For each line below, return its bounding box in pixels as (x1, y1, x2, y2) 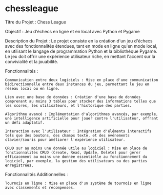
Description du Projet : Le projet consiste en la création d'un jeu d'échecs (5, 38, 153, 44)
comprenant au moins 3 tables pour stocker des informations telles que (5, 98, 156, 104)
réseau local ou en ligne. (5, 86, 60, 91)
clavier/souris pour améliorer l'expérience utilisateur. (5, 137, 125, 142)
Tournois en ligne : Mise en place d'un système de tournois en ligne (5, 181, 152, 186)
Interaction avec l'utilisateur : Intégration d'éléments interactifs (5, 129, 152, 134)
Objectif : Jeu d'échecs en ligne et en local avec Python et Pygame (5, 28, 140, 34)
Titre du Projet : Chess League (5, 19, 66, 25)
